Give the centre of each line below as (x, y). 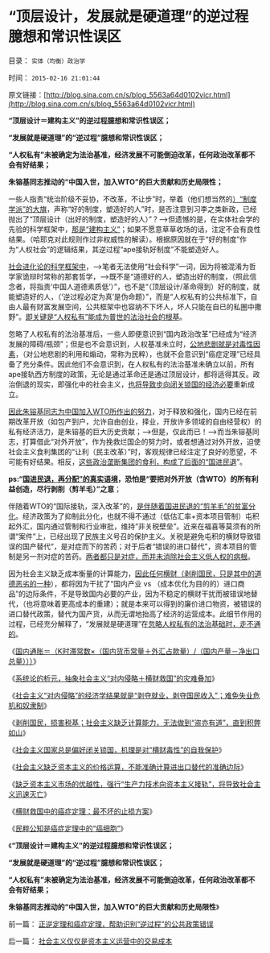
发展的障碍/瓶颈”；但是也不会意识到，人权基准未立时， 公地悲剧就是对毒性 (131, 344)
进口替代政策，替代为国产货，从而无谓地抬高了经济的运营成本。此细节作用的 (135, 614)
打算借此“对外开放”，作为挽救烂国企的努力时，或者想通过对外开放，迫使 (141, 441)
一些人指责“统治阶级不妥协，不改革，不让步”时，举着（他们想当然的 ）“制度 (133, 199)
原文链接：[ (27, 94)
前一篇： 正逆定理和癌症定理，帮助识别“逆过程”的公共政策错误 (111, 924)
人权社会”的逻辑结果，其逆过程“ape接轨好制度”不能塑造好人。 (121, 249)
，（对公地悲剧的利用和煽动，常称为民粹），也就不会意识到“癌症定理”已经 (135, 354)
